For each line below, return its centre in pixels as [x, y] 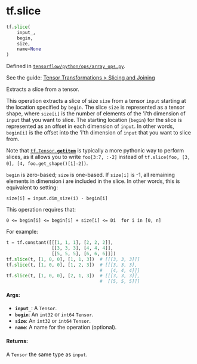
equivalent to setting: [32, 188]
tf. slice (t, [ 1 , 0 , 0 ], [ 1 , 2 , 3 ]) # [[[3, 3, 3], [72, 265]
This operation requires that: [41, 210]
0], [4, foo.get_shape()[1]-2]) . [47, 163]
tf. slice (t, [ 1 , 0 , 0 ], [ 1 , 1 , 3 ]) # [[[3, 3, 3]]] [73, 259]
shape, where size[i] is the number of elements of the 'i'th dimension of [96, 114]
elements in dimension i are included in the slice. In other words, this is [93, 181]
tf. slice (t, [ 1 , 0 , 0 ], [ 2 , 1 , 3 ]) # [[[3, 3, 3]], [73, 276]
